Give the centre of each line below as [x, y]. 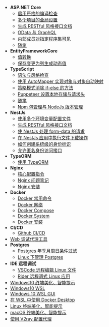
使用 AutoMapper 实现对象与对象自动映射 [61, 81]
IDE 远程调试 [23, 263]
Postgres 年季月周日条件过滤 [47, 251]
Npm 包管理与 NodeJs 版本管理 [50, 107]
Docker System [33, 216]
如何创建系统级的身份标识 [44, 144]
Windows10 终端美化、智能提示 [43, 283]
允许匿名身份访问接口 [40, 150]
